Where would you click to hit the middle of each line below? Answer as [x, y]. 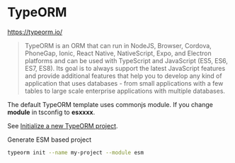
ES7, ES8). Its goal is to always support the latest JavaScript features [125, 68]
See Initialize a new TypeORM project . [63, 125]
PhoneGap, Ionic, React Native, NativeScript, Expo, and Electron [118, 53]
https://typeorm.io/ [35, 32]
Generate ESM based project [50, 140]
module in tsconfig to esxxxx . [51, 112]
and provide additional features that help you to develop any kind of [123, 76]
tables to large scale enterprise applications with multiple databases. [125, 91]
